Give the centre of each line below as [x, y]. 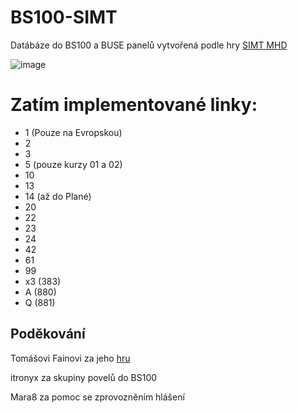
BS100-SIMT [64, 17]
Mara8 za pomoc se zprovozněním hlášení [97, 397]
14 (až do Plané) [58, 196]
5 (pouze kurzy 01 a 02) [73, 164]
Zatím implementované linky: [134, 105]
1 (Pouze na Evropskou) [73, 132]
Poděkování [48, 334]
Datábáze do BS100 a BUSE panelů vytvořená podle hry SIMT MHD [149, 45]
